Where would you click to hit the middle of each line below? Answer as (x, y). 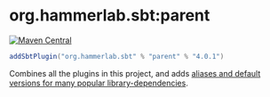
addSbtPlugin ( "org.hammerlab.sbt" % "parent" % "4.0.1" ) (117, 56)
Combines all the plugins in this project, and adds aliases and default (135, 73)
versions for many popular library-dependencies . (99, 83)
